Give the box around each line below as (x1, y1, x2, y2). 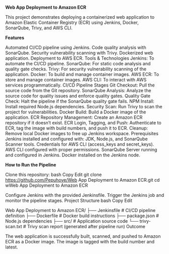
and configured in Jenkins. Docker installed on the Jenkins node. (5, 152, 140, 158)
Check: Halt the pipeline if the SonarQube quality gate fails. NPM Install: (5, 98, 155, 104)
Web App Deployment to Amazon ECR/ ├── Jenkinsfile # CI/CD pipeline (5, 207, 156, 213)
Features (5, 35, 24, 40)
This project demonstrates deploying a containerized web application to (5, 14, 155, 20)
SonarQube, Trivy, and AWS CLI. (5, 25, 73, 31)
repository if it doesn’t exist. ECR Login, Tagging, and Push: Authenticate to (5, 120, 161, 125)
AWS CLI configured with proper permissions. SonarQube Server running (5, 147, 157, 152)
